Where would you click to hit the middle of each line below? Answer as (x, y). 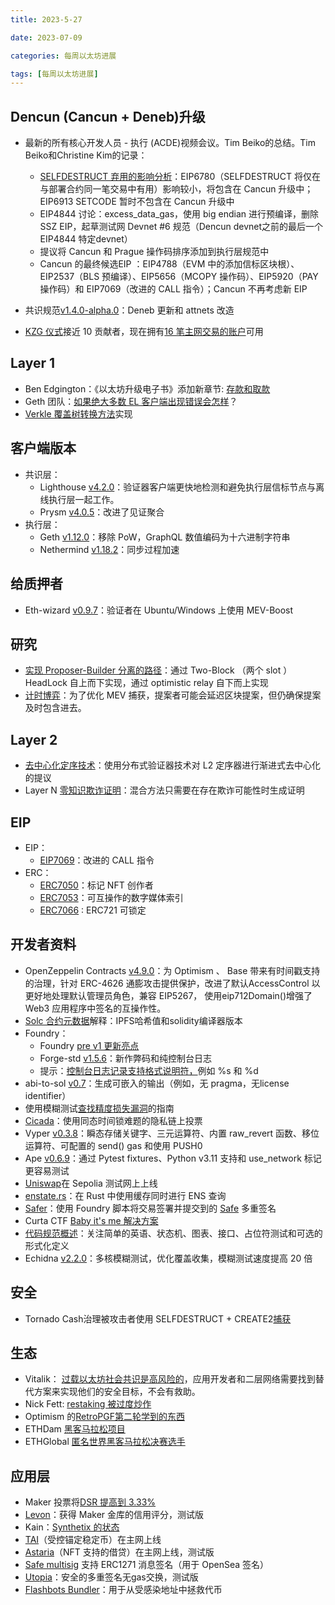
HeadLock (46, 683)
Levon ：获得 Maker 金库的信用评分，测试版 (114, 1515)
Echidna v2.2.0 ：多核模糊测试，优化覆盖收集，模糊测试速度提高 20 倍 (168, 1258)
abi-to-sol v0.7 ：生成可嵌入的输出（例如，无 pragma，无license (157, 1083)
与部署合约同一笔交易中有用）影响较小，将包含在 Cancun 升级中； (176, 189)
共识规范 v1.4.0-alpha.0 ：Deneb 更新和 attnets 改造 (129, 310)
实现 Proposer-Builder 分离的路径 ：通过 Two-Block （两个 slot (153, 670)
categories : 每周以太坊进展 (63, 56)
